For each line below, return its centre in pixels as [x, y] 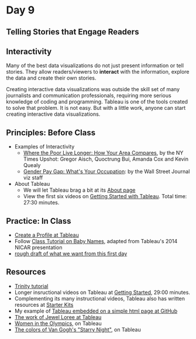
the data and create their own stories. [51, 78]
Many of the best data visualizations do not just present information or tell [95, 65]
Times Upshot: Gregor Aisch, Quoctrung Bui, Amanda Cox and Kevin [106, 159]
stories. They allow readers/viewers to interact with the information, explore [98, 72]
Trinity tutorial [31, 286]
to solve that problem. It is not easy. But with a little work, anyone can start [96, 108]
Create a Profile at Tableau [47, 235]
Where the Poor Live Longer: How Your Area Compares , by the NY [103, 153]
